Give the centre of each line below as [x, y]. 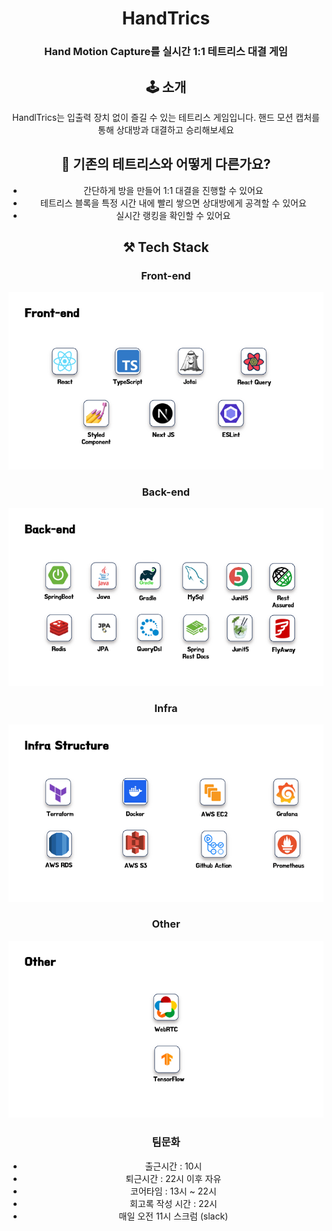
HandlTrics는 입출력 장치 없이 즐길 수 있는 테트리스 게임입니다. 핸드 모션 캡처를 [166, 117]
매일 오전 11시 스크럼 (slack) [173, 1216]
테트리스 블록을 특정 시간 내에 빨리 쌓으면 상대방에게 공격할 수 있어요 [173, 203]
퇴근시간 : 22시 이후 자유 [173, 1178]
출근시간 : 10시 [173, 1166]
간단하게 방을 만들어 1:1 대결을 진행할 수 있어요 [173, 190]
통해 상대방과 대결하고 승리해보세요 [166, 129]
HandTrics [166, 18]
